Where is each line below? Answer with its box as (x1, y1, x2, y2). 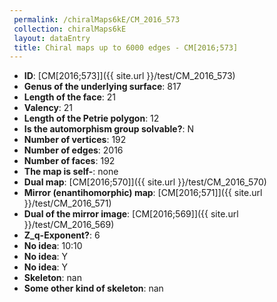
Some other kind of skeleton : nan (23, 282, 164, 295)
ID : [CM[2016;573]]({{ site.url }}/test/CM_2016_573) (23, 70, 236, 82)
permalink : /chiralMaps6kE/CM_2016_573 (13, 14, 181, 25)
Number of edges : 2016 (23, 144, 124, 156)
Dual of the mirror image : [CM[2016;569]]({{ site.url (23, 208, 239, 220)
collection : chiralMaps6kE (13, 24, 127, 34)
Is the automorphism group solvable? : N (23, 123, 194, 135)
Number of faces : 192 (23, 155, 116, 167)
